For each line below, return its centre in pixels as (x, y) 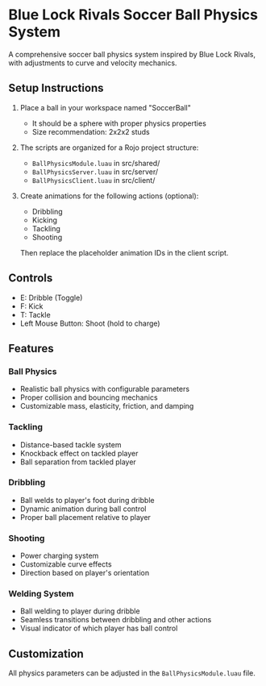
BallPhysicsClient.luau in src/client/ (94, 180)
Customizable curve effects (66, 564)
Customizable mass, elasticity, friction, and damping (107, 406)
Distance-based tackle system (71, 444)
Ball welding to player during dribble (80, 611)
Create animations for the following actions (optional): (109, 196)
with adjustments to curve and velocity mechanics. (93, 63)
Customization (46, 653)
